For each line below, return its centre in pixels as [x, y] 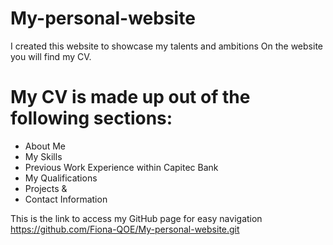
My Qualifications [61, 178]
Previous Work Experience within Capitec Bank [121, 167]
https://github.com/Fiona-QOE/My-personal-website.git [125, 229]
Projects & [46, 188]
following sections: [91, 118]
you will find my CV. [51, 56]
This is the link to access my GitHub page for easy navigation [136, 218]
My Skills [43, 156]
